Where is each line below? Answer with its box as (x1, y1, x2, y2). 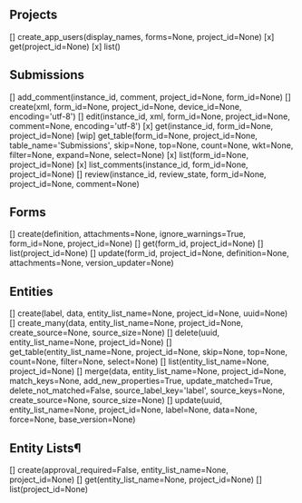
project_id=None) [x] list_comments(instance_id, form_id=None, (9, 159, 248, 170)
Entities (9, 283, 54, 299)
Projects (9, 7, 58, 23)
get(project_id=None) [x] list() (9, 41, 121, 52)
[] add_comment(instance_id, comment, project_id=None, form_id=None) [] (9, 91, 292, 103)
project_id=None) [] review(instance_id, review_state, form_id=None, (9, 168, 267, 180)
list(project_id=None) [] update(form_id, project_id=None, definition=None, (9, 248, 290, 259)
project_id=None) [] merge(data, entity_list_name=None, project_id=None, (9, 366, 287, 377)
